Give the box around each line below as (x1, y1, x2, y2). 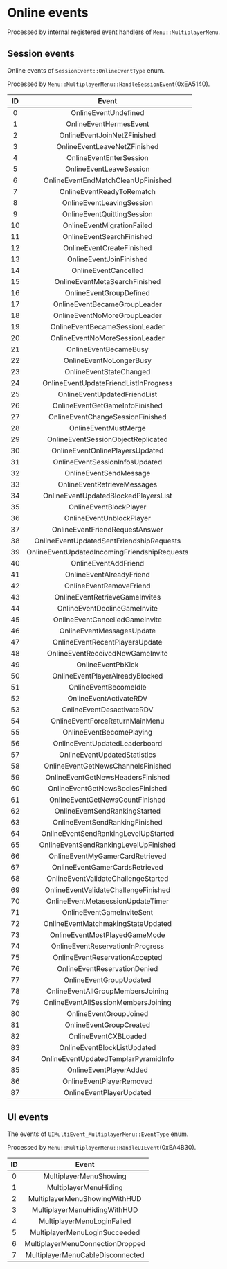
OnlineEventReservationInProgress (51, 941, 165, 951)
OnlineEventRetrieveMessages (57, 480, 158, 489)
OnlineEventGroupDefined (64, 288, 150, 297)
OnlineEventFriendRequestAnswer (51, 525, 164, 534)
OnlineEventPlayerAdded (66, 1065, 149, 1075)
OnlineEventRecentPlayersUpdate (53, 637, 163, 647)
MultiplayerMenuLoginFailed (38, 1216, 131, 1226)
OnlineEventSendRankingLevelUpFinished (39, 840, 176, 850)
